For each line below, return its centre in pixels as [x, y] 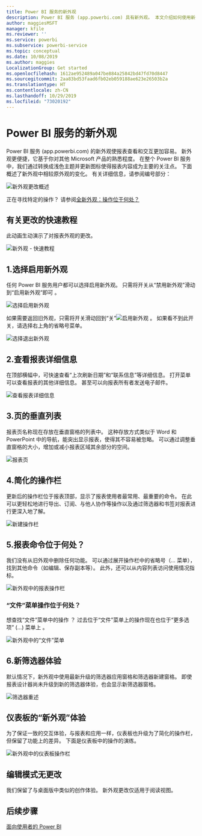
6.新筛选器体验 [34, 661]
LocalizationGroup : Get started [47, 68]
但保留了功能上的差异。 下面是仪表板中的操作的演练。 [73, 741]
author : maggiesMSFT [32, 23]
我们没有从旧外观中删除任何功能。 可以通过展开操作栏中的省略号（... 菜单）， [101, 561]
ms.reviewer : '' [26, 34]
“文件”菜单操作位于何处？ [44, 605]
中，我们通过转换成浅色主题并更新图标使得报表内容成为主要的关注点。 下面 [99, 166]
